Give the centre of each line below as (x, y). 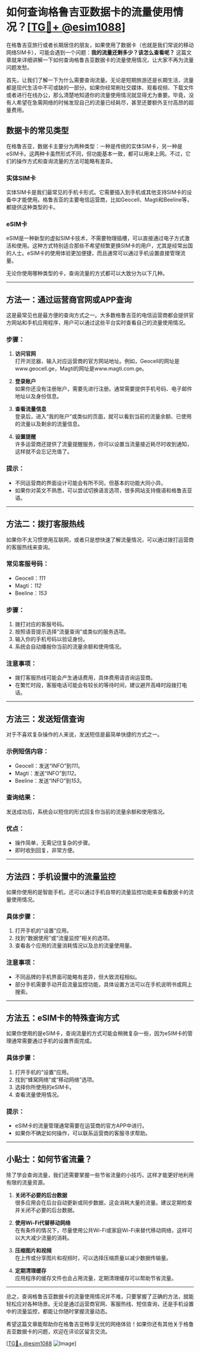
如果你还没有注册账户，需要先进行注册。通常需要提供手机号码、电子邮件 (103, 389)
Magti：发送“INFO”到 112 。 (47, 773)
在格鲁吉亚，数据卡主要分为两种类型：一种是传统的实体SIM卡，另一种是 (94, 146)
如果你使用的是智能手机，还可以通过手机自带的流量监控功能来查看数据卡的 (97, 892)
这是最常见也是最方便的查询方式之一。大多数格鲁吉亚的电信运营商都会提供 (97, 315)
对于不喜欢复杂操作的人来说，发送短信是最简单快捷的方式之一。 (84, 734)
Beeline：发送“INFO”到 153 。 (50, 780)
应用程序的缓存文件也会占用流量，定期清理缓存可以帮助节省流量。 (96, 1278)
